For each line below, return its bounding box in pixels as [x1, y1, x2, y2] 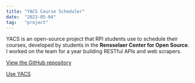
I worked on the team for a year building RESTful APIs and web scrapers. [6, 48, 182, 55]
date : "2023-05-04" [6, 14, 57, 20]
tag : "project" [6, 19, 49, 25]
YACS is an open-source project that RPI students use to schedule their [6, 36, 178, 43]
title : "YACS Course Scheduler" [6, 8, 85, 15]
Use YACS [6, 71, 31, 78]
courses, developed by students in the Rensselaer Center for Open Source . [6, 41, 190, 49]
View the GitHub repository [6, 59, 72, 66]
